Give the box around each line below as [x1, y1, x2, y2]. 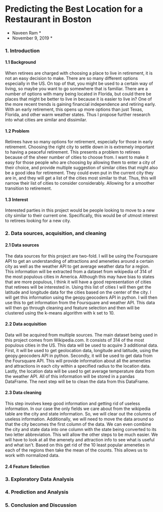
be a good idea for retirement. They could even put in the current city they [5, 170, 154, 176]
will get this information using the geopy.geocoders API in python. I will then [5, 294, 158, 300]
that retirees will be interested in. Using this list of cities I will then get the [5, 284, 152, 290]
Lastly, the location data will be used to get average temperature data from [5, 368, 155, 374]
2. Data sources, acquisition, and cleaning [5, 230, 107, 237]
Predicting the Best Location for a [5, 3, 143, 15]
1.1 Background [5, 59, 36, 65]
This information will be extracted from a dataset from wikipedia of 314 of [5, 268, 152, 274]
